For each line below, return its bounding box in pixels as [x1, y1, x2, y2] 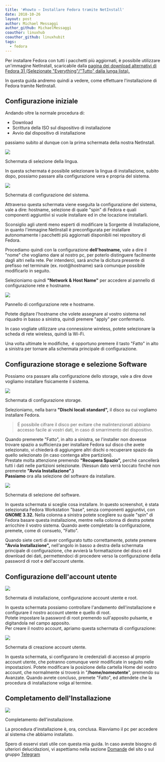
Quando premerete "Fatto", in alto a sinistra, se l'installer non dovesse [5, 436, 147, 442]
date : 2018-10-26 [5, 12, 41, 17]
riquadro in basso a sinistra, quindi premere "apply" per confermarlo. [5, 316, 145, 322]
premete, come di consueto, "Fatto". [5, 528, 79, 534]
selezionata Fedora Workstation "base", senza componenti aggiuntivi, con [5, 507, 155, 513]
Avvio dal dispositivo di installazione [12, 130, 86, 136]
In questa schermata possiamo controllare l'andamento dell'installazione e [5, 605, 156, 611]
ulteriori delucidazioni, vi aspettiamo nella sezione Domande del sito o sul [5, 746, 154, 752]
